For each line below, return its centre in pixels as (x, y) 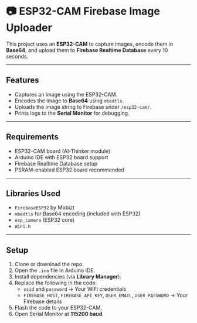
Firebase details (43, 301)
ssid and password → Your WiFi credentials (75, 289)
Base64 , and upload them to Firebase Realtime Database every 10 (87, 50)
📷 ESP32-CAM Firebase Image (83, 11)
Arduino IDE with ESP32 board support (61, 157)
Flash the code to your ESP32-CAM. (58, 308)
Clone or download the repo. (49, 264)
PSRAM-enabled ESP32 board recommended (69, 170)
